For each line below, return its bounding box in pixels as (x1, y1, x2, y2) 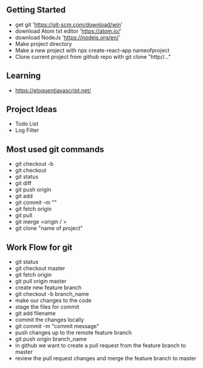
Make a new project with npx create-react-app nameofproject (15, 47, 170, 54)
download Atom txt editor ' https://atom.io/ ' (15, 27, 122, 34)
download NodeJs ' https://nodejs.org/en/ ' (15, 33, 121, 41)
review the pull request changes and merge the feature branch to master (15, 355, 197, 362)
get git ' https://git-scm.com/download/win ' (15, 21, 123, 28)
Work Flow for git (6, 242, 73, 252)
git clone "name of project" (15, 225, 83, 232)
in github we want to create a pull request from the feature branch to (15, 342, 187, 349)
